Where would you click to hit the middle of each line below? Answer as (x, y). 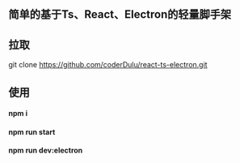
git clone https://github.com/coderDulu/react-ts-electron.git (108, 65)
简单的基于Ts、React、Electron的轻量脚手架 (120, 15)
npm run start (32, 131)
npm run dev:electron (46, 150)
